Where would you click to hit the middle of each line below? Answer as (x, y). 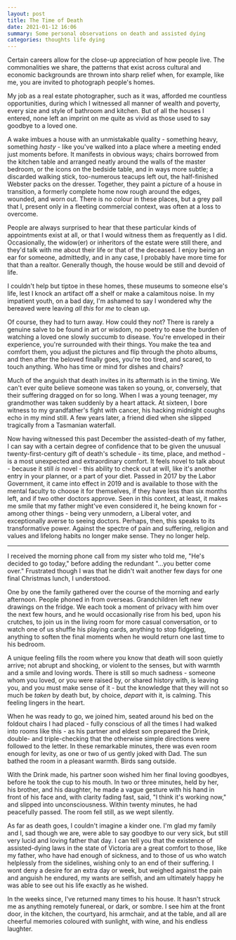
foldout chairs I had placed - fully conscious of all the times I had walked (112, 724)
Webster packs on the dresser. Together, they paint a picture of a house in (115, 184)
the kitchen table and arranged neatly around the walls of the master (106, 162)
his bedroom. (26, 644)
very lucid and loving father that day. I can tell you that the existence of (110, 841)
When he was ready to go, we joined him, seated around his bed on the (111, 717)
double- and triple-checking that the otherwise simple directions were (109, 739)
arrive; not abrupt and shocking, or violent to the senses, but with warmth (113, 665)
